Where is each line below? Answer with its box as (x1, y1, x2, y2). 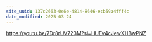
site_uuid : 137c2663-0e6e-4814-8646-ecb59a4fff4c (6, 8, 130, 14)
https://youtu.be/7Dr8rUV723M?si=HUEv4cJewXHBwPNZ (6, 29, 147, 36)
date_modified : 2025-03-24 (6, 14, 72, 20)
